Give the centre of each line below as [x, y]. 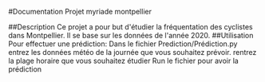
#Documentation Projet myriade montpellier [80, 12]
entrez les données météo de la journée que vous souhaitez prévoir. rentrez [132, 52]
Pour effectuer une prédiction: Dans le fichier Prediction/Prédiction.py [123, 44]
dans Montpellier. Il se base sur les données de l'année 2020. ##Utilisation [131, 35]
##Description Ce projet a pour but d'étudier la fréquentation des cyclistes [131, 27]
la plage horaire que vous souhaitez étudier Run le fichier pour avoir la [124, 61]
